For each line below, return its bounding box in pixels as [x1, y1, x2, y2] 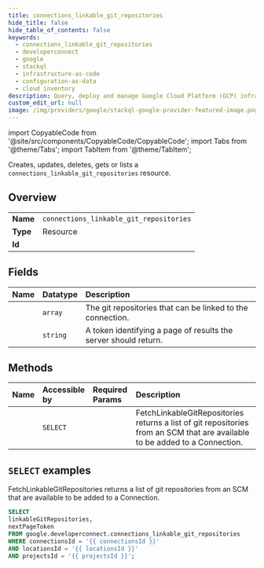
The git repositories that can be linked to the [85, 302, 249, 313]
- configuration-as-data [15, 77, 97, 85]
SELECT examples [8, 464, 92, 477]
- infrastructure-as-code [15, 70, 101, 78]
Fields [8, 266, 39, 279]
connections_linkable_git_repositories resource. [8, 168, 171, 178]
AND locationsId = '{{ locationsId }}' [8, 544, 139, 552]
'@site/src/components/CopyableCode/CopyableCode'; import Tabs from [8, 137, 247, 145]
